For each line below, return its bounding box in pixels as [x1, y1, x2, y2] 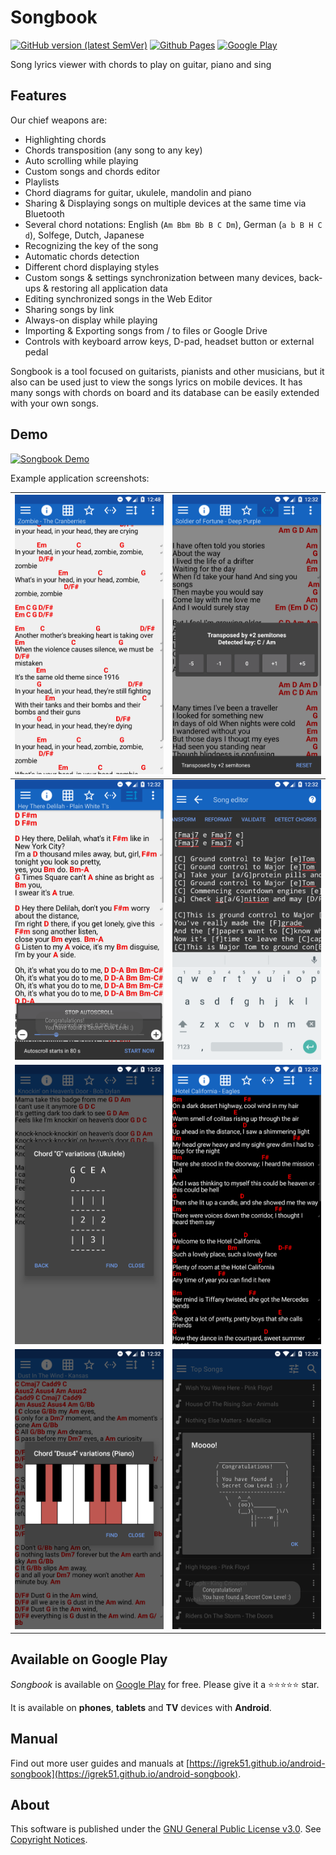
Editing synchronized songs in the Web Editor [24, 292, 213, 305]
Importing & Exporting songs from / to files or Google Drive [24, 324, 268, 336]
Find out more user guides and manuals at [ [10, 1757, 190, 1769]
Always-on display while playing [24, 314, 158, 326]
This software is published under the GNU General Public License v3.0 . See [10, 1823, 322, 1835]
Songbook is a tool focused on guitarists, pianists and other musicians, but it [10, 365, 325, 377]
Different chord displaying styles [24, 261, 160, 273]
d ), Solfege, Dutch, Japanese [24, 229, 145, 241]
